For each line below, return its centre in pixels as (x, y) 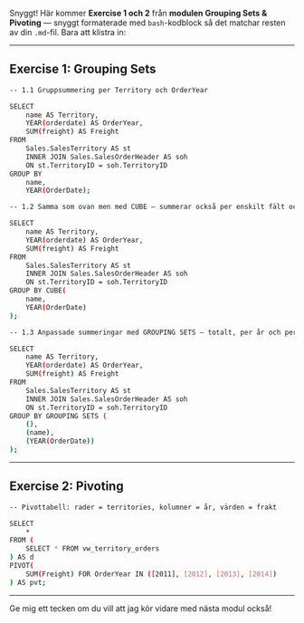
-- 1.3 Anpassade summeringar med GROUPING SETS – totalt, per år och (145, 332)
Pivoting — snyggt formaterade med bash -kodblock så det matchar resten (148, 23)
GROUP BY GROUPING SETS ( (58, 416)
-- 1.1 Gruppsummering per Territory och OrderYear (109, 90)
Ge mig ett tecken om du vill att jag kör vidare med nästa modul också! (141, 608)
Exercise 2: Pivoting (66, 487)
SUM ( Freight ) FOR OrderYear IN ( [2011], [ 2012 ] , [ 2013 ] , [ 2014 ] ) (152, 574)
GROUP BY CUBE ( (38, 291)
